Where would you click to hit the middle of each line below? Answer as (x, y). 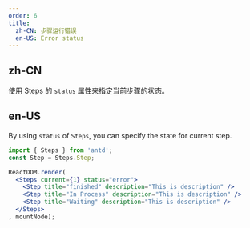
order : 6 (23, 16)
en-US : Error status (50, 38)
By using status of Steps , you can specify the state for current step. (120, 135)
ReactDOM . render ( (37, 172)
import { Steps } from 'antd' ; (60, 150)
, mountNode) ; (32, 217)
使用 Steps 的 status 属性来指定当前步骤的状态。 (89, 91)
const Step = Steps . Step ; (51, 158)
